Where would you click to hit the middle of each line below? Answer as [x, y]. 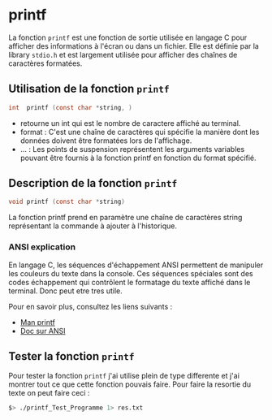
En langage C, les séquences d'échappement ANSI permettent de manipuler [136, 265]
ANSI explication [42, 247]
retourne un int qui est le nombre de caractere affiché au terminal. [130, 123]
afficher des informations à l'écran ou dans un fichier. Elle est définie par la [134, 45]
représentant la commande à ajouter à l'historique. [93, 226]
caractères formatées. [45, 63]
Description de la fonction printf [93, 183]
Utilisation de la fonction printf [89, 89]
